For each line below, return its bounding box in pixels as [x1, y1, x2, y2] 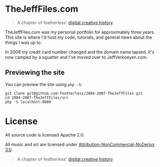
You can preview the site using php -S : [5, 81, 82, 87]
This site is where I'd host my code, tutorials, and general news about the [5, 34, 152, 40]
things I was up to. [5, 39, 42, 45]
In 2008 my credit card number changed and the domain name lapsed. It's [5, 49, 155, 55]
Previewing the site [5, 69, 65, 77]
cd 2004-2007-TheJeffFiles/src [5, 95, 69, 100]
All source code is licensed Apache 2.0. [5, 132, 84, 138]
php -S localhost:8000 [5, 99, 51, 104]
